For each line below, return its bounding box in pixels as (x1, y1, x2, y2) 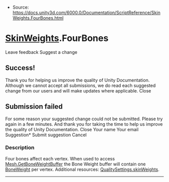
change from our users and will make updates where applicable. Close (5, 87, 151, 94)
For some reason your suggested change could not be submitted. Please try (5, 116, 163, 122)
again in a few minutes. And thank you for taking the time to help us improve (5, 121, 163, 127)
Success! (5, 64, 35, 72)
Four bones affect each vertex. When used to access (5, 155, 115, 161)
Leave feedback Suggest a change (5, 49, 77, 55)
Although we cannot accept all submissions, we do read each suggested (5, 82, 156, 88)
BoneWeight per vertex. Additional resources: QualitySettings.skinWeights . (5, 166, 159, 172)
